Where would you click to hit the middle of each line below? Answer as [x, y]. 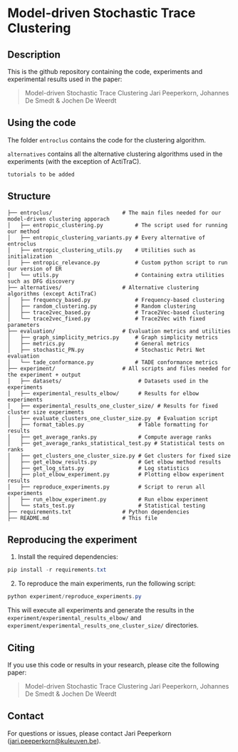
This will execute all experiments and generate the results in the [101, 610]
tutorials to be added [41, 174]
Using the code [42, 123]
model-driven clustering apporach [59, 219]
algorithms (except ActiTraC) [52, 293]
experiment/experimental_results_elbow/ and [74, 618]
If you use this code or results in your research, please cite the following [113, 665]
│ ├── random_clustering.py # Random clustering [102, 306]
